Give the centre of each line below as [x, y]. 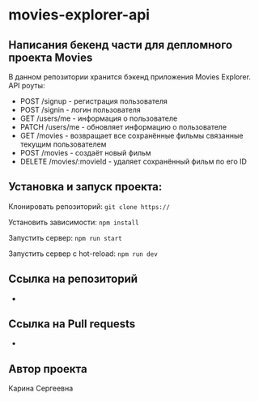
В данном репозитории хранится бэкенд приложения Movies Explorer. [129, 77]
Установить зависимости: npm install [74, 222]
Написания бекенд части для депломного [121, 45]
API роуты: [27, 85]
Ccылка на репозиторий [73, 279]
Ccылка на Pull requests [72, 324]
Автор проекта [48, 369]
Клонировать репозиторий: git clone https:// [89, 206]
